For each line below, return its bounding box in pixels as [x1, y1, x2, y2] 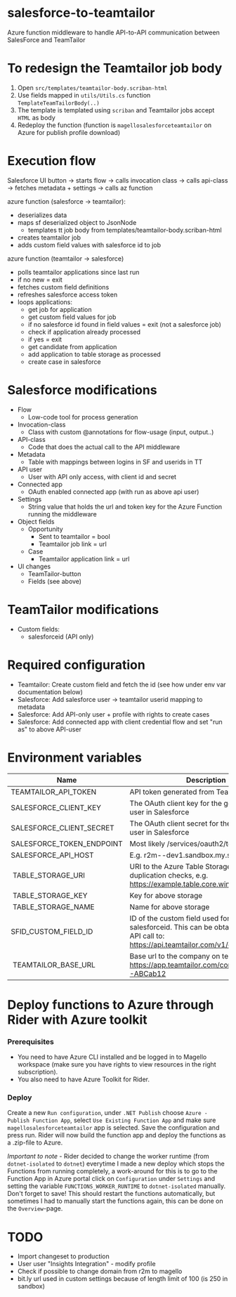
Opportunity [27, 525, 63, 533]
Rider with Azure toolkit [7, 1012, 147, 1027]
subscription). [17, 1068, 58, 1076]
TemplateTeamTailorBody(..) [17, 100, 100, 107]
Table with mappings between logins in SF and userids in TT [27, 457, 203, 466]
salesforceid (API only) [27, 632, 94, 641]
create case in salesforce [27, 357, 101, 366]
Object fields [17, 517, 55, 526]
